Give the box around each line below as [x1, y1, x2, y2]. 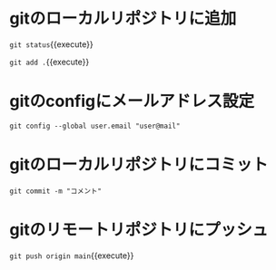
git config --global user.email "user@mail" [9, 121, 181, 130]
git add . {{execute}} [9, 56, 90, 67]
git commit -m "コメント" [9, 187, 103, 196]
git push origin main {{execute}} [9, 250, 134, 261]
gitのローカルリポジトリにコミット [9, 155, 269, 175]
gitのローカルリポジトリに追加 [9, 8, 237, 29]
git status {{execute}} [9, 38, 94, 50]
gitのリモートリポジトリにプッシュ [9, 219, 269, 240]
